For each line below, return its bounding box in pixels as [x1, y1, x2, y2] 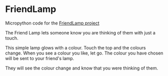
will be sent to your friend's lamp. [5, 55, 74, 61]
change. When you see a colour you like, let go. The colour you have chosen [5, 50, 163, 56]
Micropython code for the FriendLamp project [5, 20, 100, 26]
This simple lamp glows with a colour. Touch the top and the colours [5, 44, 146, 50]
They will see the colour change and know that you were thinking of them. [5, 65, 158, 71]
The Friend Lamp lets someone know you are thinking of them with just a [5, 29, 155, 35]
